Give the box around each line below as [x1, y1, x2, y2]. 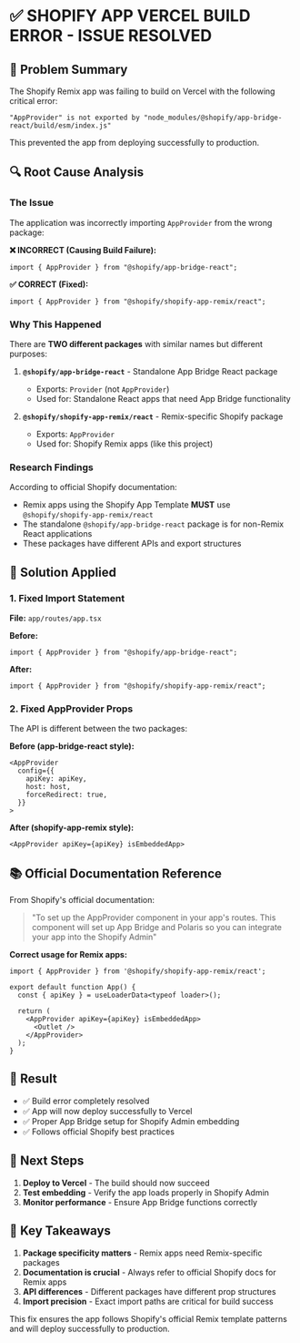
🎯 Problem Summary [9, 61, 128, 77]
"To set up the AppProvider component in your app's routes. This [31, 912, 276, 923]
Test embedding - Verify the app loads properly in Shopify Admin [22, 1186, 270, 1198]
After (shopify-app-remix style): [9, 822, 135, 834]
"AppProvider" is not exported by [9, 113, 141, 122]
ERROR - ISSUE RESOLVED [9, 26, 212, 46]
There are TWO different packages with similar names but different [9, 338, 264, 349]
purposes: [9, 348, 48, 359]
